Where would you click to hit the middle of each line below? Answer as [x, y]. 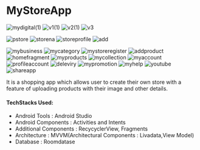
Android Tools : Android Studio [53, 116]
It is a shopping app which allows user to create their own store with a [94, 82]
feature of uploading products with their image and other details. [87, 88]
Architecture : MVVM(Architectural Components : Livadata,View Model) [105, 135]
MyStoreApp [39, 11]
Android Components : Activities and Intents [70, 123]
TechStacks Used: [30, 102]
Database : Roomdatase [45, 142]
